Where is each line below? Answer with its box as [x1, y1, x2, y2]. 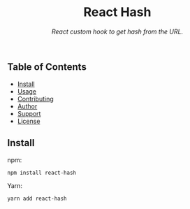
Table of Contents [7, 61, 87, 73]
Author [17, 102, 38, 110]
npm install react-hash [7, 169, 77, 176]
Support [17, 109, 41, 117]
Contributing [17, 94, 54, 103]
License [17, 117, 41, 125]
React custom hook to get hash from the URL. [51, 27, 184, 36]
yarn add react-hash [7, 195, 68, 203]
